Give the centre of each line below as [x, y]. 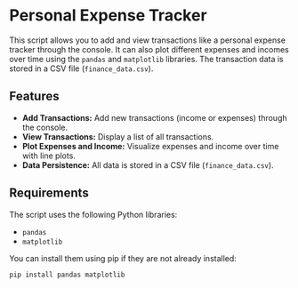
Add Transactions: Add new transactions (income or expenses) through [154, 117]
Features [34, 96]
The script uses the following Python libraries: [93, 214]
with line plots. [48, 156]
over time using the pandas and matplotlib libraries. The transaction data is [147, 59]
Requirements [49, 193]
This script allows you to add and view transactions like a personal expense [148, 40]
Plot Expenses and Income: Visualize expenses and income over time [150, 146]
